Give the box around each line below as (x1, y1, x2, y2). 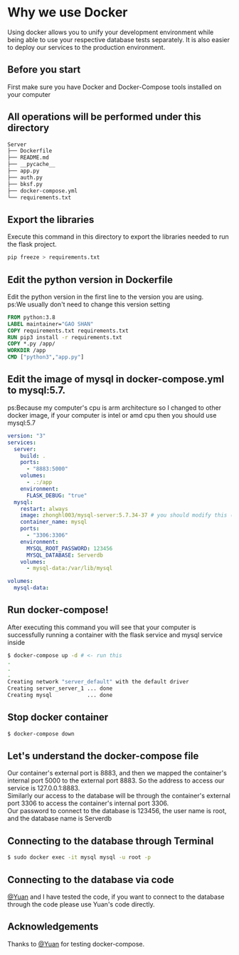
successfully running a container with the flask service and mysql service (7, 630, 223, 639)
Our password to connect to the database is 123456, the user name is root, (7, 807, 227, 815)
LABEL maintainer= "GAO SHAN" (7, 320, 94, 328)
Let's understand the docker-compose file (7, 750, 199, 763)
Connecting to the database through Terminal (7, 835, 214, 847)
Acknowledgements (7, 921, 99, 933)
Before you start (7, 63, 81, 76)
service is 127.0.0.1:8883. (7, 784, 80, 793)
